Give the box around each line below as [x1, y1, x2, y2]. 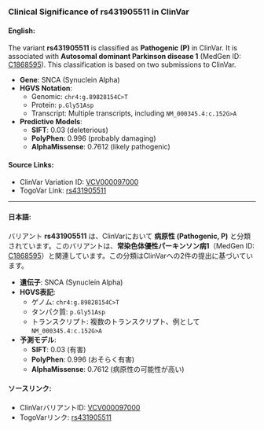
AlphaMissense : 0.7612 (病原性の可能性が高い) [31, 364, 185, 373]
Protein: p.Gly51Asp [31, 101, 94, 110]
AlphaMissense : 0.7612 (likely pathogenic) [31, 142, 170, 152]
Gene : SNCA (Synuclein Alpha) [19, 75, 120, 85]
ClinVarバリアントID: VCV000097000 [19, 402, 141, 412]
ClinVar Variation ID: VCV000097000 [19, 178, 139, 187]
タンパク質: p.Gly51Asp [31, 307, 106, 316]
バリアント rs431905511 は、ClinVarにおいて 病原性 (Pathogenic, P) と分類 [8, 231, 251, 241]
